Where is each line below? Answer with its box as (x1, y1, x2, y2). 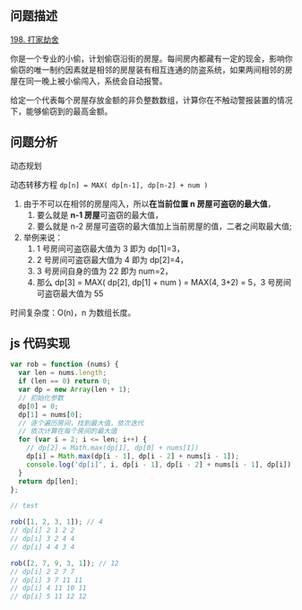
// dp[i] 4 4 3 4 (10, 542, 75, 552)
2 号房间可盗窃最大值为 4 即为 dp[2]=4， (36, 254, 189, 265)
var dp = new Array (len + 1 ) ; (18, 385, 131, 395)
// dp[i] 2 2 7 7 (10, 567, 75, 576)
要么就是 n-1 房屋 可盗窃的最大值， (36, 209, 164, 220)
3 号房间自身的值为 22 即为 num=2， (36, 266, 173, 276)
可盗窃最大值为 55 (36, 288, 104, 299)
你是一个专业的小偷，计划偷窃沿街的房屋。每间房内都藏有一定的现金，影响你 (10, 53, 293, 64)
